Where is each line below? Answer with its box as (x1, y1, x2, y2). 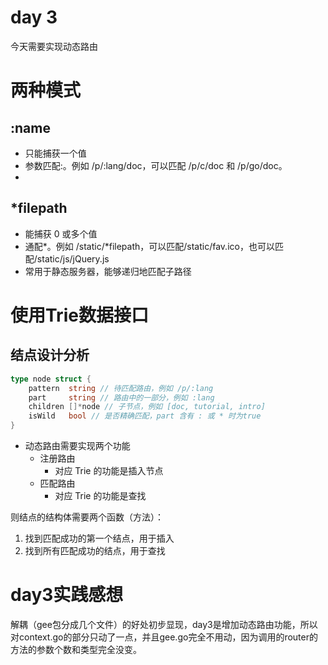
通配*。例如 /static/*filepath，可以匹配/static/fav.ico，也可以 (24, 240, 275, 252)
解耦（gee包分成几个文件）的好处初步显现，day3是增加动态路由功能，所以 (10, 618, 318, 630)
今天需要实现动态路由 (10, 40, 98, 52)
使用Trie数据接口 (10, 304, 149, 326)
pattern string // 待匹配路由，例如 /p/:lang (28, 383, 214, 393)
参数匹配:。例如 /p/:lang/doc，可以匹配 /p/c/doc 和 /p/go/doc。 (24, 159, 288, 171)
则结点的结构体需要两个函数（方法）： (10, 511, 164, 523)
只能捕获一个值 (24, 147, 87, 159)
